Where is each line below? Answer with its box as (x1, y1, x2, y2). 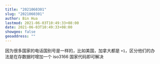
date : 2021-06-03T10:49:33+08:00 (5, 25, 73, 30)
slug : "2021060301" (5, 12, 45, 16)
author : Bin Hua (5, 16, 38, 21)
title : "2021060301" (5, 7, 47, 12)
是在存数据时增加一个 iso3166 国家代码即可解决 (9, 53, 104, 59)
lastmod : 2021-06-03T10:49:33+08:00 (5, 20, 79, 26)
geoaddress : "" (5, 34, 36, 39)
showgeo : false (5, 29, 36, 34)
